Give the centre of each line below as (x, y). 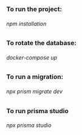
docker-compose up (32, 57)
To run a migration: (35, 77)
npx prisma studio (29, 125)
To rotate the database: (42, 43)
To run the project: (34, 9)
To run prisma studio (37, 111)
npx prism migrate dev (34, 91)
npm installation (26, 24)
